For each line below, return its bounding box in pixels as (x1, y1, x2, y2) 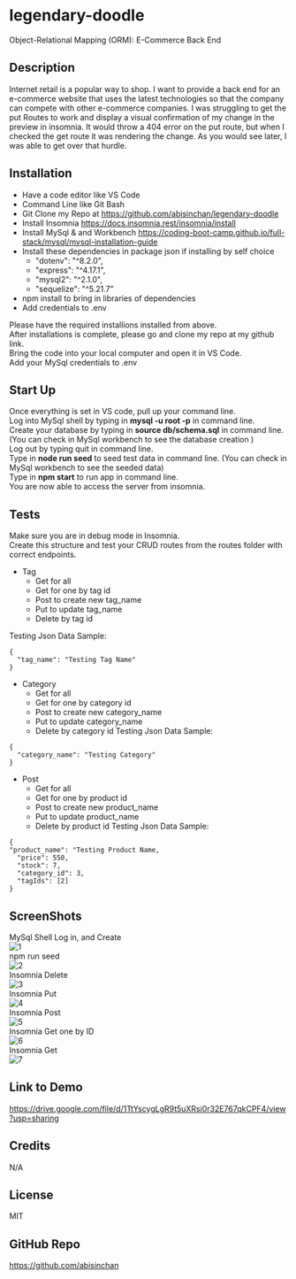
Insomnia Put (9, 989, 57, 998)
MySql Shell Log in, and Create (9, 932, 122, 943)
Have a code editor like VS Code (21, 189, 140, 200)
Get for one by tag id (34, 585, 110, 596)
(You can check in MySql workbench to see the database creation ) (9, 435, 254, 445)
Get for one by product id (34, 793, 128, 804)
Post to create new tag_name (34, 595, 142, 605)
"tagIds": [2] (17, 877, 69, 886)
